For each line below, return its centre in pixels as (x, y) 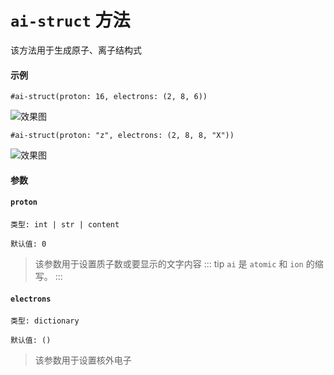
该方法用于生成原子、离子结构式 (76, 50)
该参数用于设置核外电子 (83, 360)
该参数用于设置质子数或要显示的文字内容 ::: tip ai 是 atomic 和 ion (169, 263)
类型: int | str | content (65, 224)
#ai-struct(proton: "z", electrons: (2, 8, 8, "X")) (122, 136)
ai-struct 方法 (70, 20)
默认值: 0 (28, 244)
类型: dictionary (45, 321)
